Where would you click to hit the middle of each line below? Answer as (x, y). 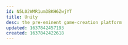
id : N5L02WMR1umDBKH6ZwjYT (39, 11)
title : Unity (22, 17)
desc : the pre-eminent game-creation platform (64, 22)
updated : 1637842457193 (35, 28)
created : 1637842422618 (35, 33)
